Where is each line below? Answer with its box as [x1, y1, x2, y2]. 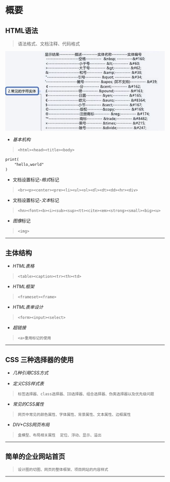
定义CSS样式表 [12, 380, 44, 387]
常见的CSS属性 [12, 401, 44, 407]
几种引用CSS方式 [12, 370, 49, 376]
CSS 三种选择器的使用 [5, 355, 74, 364]
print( [5, 157, 19, 162]
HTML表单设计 [12, 304, 44, 310]
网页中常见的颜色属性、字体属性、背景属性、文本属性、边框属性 [17, 412, 131, 417]
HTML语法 [5, 26, 38, 35]
